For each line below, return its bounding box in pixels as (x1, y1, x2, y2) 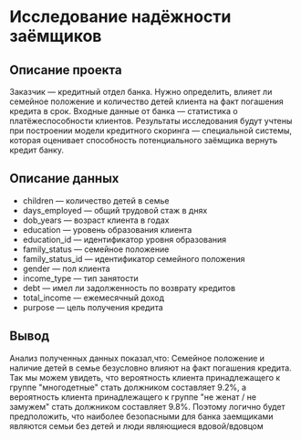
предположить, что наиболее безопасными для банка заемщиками (9, 411, 274, 422)
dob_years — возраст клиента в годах (22, 215, 170, 225)
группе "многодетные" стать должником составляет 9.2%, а (9, 382, 247, 393)
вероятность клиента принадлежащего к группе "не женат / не (9, 391, 257, 403)
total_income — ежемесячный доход (22, 292, 165, 303)
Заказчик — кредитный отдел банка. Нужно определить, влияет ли (9, 87, 273, 97)
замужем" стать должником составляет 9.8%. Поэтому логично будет (9, 401, 285, 412)
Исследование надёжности (9, 6, 232, 27)
